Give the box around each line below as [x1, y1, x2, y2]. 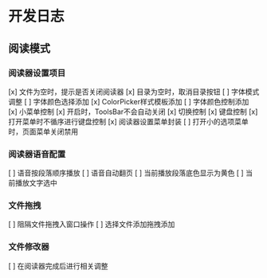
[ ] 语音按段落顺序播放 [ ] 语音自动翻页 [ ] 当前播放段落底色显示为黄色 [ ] [8, 168, 245, 178]
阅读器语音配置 [8, 148, 66, 159]
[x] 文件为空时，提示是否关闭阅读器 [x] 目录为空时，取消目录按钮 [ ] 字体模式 [8, 87, 260, 96]
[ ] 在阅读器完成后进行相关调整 [8, 260, 109, 271]
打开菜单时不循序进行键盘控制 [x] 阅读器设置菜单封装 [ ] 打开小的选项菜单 [8, 116, 249, 126]
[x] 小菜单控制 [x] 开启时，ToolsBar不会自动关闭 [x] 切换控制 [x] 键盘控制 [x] [8, 107, 258, 116]
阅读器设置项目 [8, 67, 66, 78]
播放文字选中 [14, 178, 57, 188]
